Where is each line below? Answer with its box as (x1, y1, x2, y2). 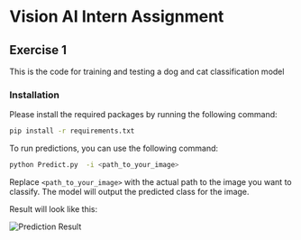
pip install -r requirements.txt (9, 126, 135, 136)
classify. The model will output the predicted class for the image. (9, 187, 250, 198)
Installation (9, 88, 60, 101)
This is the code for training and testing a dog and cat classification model (9, 66, 285, 77)
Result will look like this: (9, 204, 98, 215)
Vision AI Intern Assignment (9, 6, 224, 27)
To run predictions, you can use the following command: (9, 143, 219, 154)
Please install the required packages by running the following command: (9, 109, 278, 120)
